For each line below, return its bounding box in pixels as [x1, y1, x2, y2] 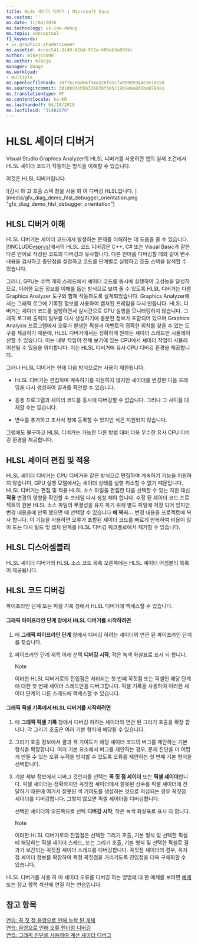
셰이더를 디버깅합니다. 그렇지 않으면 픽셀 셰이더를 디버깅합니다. [14, 795, 160, 802]
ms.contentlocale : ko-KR [6, 96, 67, 102]
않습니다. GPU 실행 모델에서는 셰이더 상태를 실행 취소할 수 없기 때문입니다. [12, 479, 184, 486]
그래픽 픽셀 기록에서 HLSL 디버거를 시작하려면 [6, 704, 111, 711]
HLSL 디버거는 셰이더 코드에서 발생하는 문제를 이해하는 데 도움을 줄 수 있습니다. [6, 236, 189, 243]
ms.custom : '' [6, 14, 41, 20]
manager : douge [6, 63, 44, 70]
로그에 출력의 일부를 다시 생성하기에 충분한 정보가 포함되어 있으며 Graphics [16, 315, 190, 322]
